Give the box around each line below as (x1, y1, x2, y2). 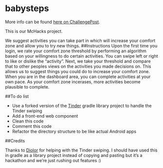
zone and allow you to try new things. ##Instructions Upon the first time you (5, 43, 158, 48)
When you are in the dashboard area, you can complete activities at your (5, 74, 151, 79)
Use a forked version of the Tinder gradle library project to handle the (12, 103, 152, 108)
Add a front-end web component (12, 113, 78, 119)
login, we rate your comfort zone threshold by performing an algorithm (5, 48, 147, 54)
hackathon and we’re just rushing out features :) (5, 157, 101, 163)
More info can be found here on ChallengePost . (5, 19, 100, 25)
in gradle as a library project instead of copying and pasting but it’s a (5, 152, 143, 158)
